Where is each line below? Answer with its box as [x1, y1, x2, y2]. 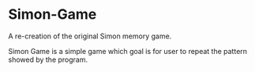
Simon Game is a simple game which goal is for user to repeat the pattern [8, 46, 247, 56]
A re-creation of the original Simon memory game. [8, 31, 172, 41]
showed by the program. [8, 55, 88, 64]
